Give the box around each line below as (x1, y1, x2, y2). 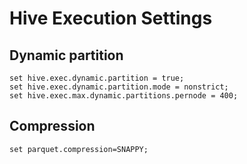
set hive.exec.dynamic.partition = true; (9, 73, 185, 83)
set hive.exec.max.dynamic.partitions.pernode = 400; (9, 91, 239, 101)
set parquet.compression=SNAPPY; (9, 144, 149, 154)
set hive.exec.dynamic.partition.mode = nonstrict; (9, 82, 229, 92)
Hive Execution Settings (9, 7, 213, 30)
